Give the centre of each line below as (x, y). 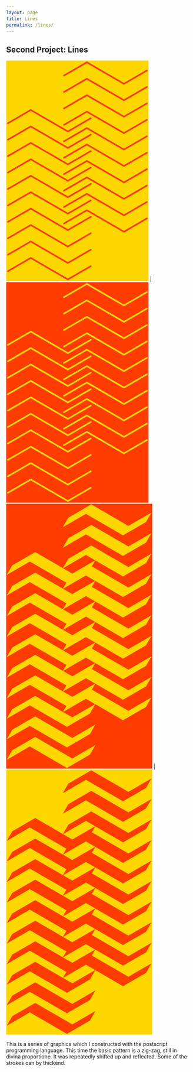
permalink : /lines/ (30, 25)
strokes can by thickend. (36, 1063)
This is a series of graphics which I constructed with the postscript (87, 1044)
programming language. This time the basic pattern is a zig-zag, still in (92, 1050)
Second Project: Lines (47, 49)
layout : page (22, 12)
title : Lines (22, 19)
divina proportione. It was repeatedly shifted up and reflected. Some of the (96, 1057)
